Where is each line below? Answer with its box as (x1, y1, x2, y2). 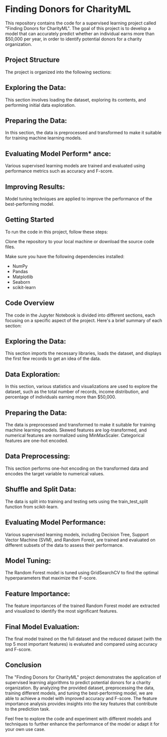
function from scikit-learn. (5, 503, 59, 510)
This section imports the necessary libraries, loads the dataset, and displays (5, 351, 162, 357)
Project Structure (5, 56, 60, 64)
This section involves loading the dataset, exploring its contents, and (5, 96, 146, 103)
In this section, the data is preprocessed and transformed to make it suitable (5, 130, 162, 136)
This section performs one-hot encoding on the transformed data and (5, 465, 149, 471)
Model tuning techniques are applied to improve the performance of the (5, 196, 153, 202)
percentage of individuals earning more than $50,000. (5, 394, 116, 400)
